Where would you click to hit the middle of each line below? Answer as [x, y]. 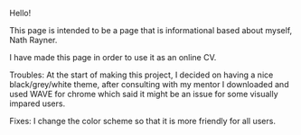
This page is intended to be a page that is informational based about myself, [151, 30]
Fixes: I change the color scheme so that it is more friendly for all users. [142, 121]
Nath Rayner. [33, 40]
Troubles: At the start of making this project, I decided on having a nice [141, 75]
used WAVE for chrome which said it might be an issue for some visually [144, 94]
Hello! [20, 13]
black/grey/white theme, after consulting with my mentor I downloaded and [149, 84]
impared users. [38, 103]
